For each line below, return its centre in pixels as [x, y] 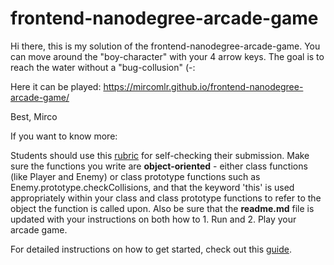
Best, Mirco [34, 116]
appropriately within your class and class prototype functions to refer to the [166, 198]
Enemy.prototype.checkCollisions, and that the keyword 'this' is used [152, 187]
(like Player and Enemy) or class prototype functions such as [135, 176]
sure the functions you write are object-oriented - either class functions [159, 166]
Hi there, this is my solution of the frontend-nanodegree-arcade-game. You [165, 46]
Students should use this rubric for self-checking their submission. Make [160, 155]
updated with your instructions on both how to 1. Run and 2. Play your [153, 219]
